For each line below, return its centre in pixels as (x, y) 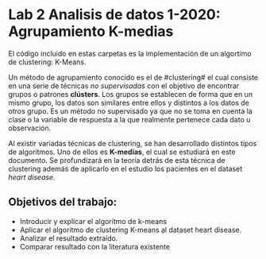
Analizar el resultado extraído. (69, 238)
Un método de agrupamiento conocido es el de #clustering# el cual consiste (133, 77)
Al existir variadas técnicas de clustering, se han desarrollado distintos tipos (133, 143)
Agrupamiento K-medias (91, 31)
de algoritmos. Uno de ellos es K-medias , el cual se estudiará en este (122, 152)
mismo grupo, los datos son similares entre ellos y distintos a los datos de (129, 102)
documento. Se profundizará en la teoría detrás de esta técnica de (117, 160)
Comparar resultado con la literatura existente (95, 246)
